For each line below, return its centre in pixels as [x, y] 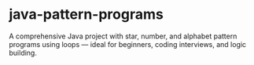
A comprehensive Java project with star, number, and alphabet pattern [123, 36]
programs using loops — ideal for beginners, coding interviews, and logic [128, 44]
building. [23, 52]
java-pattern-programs [86, 14]
